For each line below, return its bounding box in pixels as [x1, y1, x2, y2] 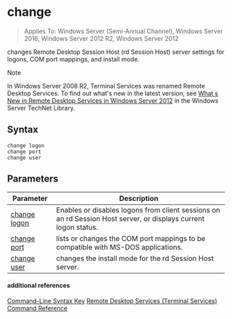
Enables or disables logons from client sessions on [56, 205, 221, 215]
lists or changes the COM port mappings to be [56, 233, 206, 243]
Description [119, 193, 159, 203]
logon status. [56, 222, 99, 232]
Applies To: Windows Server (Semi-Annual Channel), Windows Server [23, 27, 223, 35]
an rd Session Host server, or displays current [56, 213, 205, 223]
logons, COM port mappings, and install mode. [7, 55, 140, 63]
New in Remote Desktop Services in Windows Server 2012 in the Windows [7, 96, 219, 104]
